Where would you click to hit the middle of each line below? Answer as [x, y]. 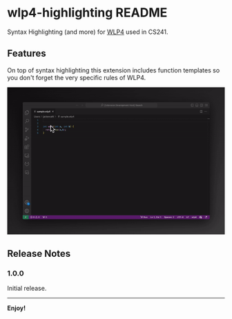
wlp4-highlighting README [87, 13]
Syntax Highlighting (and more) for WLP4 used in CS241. [88, 32]
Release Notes [39, 253]
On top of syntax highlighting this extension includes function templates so [114, 70]
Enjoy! [17, 308]
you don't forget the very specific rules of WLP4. [77, 77]
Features [27, 54]
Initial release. [27, 289]
